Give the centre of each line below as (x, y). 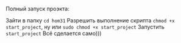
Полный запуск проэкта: (37, 9)
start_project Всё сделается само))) (54, 33)
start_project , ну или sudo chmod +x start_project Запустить (85, 27)
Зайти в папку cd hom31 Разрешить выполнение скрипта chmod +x (90, 20)
